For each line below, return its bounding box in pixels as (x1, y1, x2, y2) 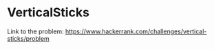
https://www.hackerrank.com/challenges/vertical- (65, 27, 207, 35)
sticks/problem (7, 34, 50, 42)
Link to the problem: (7, 27, 64, 35)
